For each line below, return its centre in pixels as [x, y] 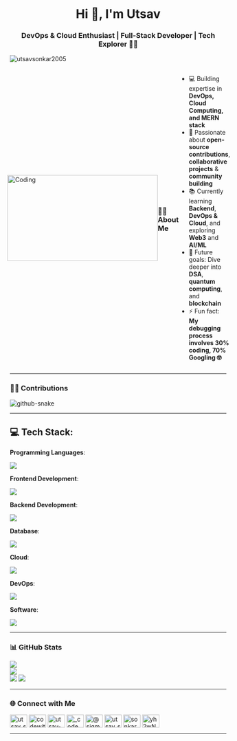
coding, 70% [207, 351]
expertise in [205, 89]
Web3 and [204, 238]
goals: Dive [204, 260]
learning [200, 201]
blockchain [205, 303]
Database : [25, 531]
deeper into [205, 267]
